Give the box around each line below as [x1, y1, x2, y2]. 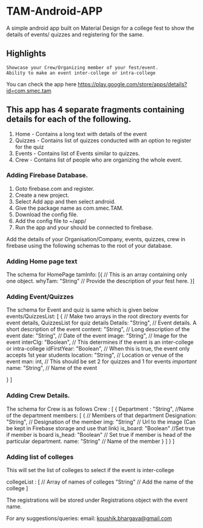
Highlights [6, 49, 47, 59]
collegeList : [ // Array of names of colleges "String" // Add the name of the [6, 478, 194, 485]
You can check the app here [6, 80, 77, 87]
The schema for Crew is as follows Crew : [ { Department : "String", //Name [6, 405, 194, 413]
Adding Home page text [6, 257, 78, 266]
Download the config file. [15, 211, 78, 218]
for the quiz [15, 143, 44, 150]
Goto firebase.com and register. [15, 185, 95, 192]
